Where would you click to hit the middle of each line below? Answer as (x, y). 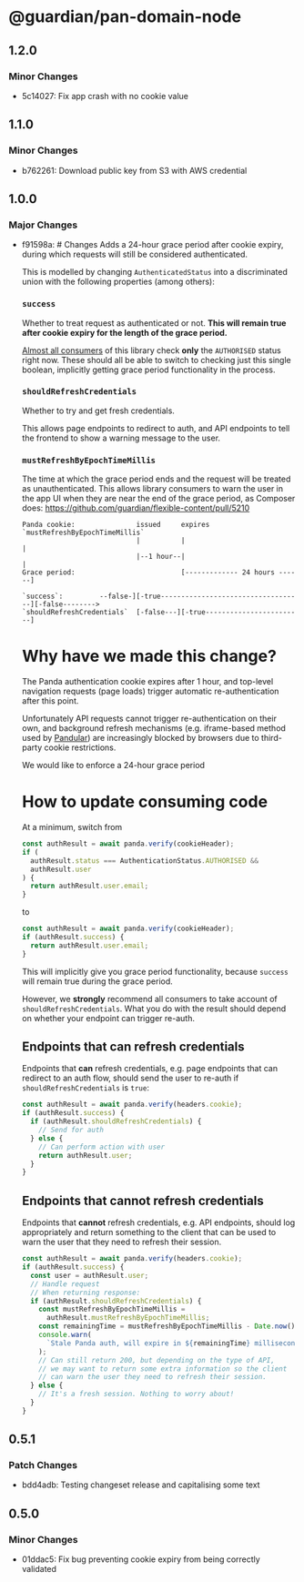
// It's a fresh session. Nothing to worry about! (137, 1394)
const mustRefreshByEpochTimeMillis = (112, 1309)
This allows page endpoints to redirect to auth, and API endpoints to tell (156, 428)
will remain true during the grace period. (97, 981)
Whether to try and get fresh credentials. (98, 411)
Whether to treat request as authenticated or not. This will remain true (154, 323)
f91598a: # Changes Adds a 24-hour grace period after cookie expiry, (152, 245)
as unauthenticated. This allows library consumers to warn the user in (152, 489)
